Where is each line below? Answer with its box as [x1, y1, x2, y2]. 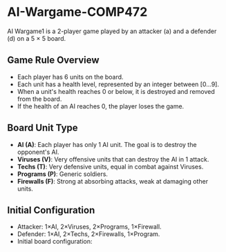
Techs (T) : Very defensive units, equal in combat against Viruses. [17, 162, 204, 171]
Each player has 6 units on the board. [17, 72, 124, 81]
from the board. [17, 95, 62, 103]
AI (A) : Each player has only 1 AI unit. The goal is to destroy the [17, 140, 197, 148]
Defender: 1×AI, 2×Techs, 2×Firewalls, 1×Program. [17, 230, 160, 238]
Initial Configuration [7, 204, 95, 216]
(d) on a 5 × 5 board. [7, 34, 66, 42]
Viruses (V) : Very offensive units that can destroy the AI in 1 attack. [17, 155, 209, 163]
